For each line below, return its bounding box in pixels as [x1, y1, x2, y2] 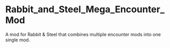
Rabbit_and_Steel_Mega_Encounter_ [5, 4, 165, 15]
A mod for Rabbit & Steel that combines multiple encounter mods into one [5, 31, 161, 37]
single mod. [5, 37, 30, 43]
